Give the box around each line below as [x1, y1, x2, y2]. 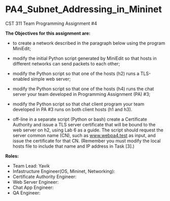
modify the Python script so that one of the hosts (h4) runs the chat [12, 85, 154, 92]
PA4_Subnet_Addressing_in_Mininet [5, 4, 162, 15]
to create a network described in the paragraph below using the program [12, 40, 165, 46]
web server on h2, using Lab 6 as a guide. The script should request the [12, 127, 163, 133]
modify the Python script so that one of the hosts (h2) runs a [12, 70, 140, 77]
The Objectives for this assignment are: [5, 30, 90, 36]
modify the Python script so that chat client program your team [12, 100, 145, 107]
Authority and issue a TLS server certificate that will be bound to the [12, 121, 156, 127]
